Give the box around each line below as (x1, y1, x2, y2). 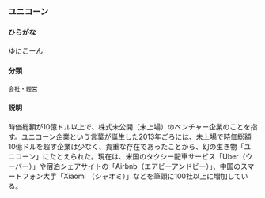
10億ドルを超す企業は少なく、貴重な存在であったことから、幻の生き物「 (8, 141, 244, 151)
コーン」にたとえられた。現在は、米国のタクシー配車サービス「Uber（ (14, 151, 246, 161)
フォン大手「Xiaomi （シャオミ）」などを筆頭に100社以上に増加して (21, 171, 241, 181)
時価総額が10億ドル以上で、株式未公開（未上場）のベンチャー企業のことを (8, 121, 251, 131)
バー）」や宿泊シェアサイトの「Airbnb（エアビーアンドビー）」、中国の (14, 161, 241, 170)
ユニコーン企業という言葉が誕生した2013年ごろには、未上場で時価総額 (21, 132, 252, 141)
